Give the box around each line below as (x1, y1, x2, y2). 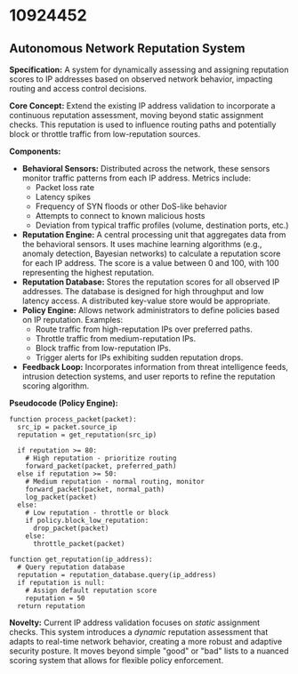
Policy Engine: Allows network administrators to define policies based (21, 305, 280, 316)
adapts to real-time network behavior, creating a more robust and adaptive (9, 637, 283, 646)
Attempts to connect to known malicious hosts (35, 211, 205, 221)
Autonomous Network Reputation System (9, 41, 246, 56)
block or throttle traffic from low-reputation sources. (9, 129, 201, 139)
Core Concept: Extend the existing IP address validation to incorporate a (9, 100, 276, 111)
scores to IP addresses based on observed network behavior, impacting (9, 74, 273, 84)
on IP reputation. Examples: (21, 315, 123, 325)
